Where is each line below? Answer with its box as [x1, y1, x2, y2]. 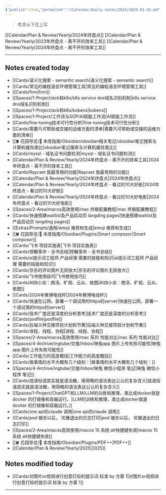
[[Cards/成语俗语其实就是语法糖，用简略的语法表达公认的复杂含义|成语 [12, 378, 157, 384]
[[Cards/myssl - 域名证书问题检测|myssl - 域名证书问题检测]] [12, 150, 136, 156]
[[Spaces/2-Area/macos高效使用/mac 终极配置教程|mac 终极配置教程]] [12, 206, 157, 212]
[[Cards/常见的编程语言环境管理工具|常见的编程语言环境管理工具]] [12, 84, 147, 90]
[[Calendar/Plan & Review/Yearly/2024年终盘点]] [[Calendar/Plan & [5, 32, 141, 38]
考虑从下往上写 [17, 21, 48, 27]
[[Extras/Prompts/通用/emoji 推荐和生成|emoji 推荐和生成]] [12, 225, 131, 231]
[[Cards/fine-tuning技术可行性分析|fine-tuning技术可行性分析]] [12, 120, 140, 126]
